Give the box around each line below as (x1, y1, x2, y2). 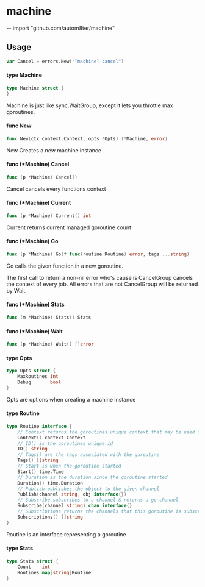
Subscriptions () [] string (17, 514, 84, 520)
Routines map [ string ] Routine (17, 569, 92, 575)
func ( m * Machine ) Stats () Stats (6, 315, 92, 321)
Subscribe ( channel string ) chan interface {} (17, 503, 132, 509)
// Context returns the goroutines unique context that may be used (17, 429, 195, 435)
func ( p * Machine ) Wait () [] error (6, 341, 95, 347)
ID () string (17, 446, 48, 452)
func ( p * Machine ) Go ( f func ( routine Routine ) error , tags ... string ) (6, 251, 190, 257)
